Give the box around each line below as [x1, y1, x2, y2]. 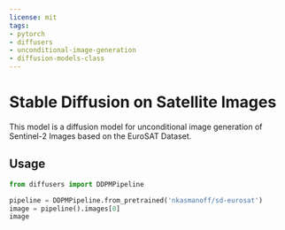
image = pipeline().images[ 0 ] [9, 204, 121, 213]
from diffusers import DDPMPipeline [9, 180, 144, 188]
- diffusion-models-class [9, 54, 104, 63]
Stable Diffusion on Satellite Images [9, 92, 277, 112]
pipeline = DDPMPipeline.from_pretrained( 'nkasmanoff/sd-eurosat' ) [9, 195, 264, 204]
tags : [9, 21, 29, 30]
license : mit [9, 12, 58, 22]
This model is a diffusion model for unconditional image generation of [9, 121, 263, 132]
